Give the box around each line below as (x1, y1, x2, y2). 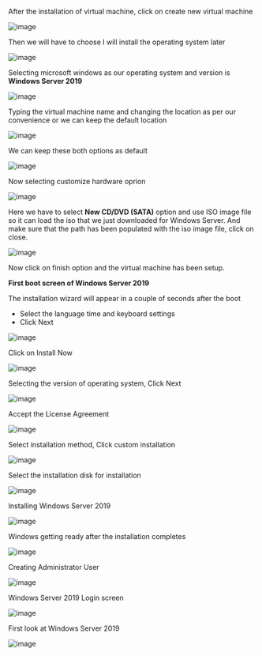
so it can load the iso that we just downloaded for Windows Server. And (8, 216, 241, 224)
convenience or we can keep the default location (8, 115, 167, 125)
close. (8, 232, 28, 242)
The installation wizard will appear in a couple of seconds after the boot (8, 294, 241, 303)
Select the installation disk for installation (8, 470, 142, 480)
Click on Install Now (8, 348, 73, 357)
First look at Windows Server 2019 (8, 624, 120, 633)
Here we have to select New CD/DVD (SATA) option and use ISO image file (8, 207, 252, 217)
